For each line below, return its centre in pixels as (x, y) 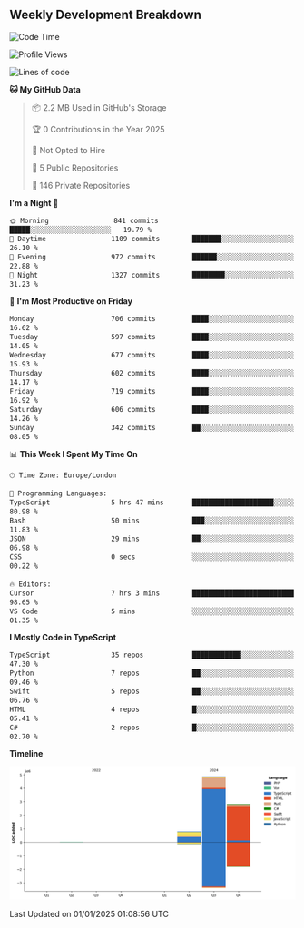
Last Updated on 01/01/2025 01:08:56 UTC (89, 914)
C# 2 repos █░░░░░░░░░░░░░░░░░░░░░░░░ (152, 728)
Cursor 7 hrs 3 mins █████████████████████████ (152, 593)
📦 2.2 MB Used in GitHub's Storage (99, 107)
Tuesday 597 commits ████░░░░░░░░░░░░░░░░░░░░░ (152, 337)
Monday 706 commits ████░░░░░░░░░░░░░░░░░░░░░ (152, 318)
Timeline (26, 753)
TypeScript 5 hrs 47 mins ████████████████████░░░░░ (152, 503)
